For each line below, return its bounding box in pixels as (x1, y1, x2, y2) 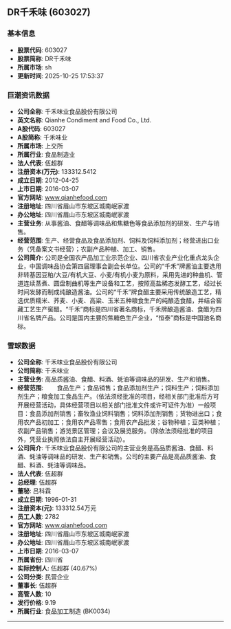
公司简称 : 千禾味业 (16, 366, 69, 375)
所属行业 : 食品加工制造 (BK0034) (16, 607, 111, 615)
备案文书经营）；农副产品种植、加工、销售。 (35, 245, 159, 253)
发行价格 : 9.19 (16, 599, 56, 607)
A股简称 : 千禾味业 (16, 133, 68, 141)
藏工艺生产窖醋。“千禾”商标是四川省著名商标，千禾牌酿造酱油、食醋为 (16, 305, 216, 313)
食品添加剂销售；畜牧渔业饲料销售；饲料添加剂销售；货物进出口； (29, 410, 217, 418)
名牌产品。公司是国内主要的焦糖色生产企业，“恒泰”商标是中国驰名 (29, 313, 216, 322)
